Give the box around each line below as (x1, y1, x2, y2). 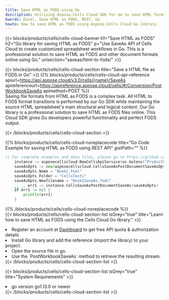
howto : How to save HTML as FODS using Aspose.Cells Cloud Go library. (5, 21, 158, 27)
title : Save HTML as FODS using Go (5, 7, 80, 13)
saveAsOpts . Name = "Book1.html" (14, 168, 82, 174)
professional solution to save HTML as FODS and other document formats (5, 51, 158, 57)
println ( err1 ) (23, 192, 53, 197)
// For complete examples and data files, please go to (5, 155, 125, 160)
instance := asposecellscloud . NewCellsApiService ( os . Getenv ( (14, 159, 145, 164)
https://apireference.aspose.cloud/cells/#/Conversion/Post (40, 83, 162, 89)
